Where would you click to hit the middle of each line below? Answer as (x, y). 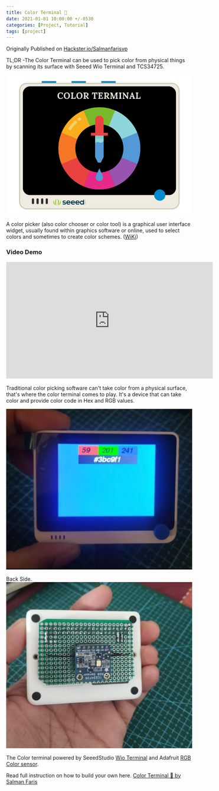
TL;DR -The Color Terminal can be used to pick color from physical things (96, 60)
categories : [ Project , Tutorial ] (47, 25)
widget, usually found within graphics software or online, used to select (93, 230)
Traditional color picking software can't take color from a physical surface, (97, 388)
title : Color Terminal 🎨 (37, 12)
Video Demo (24, 252)
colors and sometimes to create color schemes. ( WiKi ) (72, 237)
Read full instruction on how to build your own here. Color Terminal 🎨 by (94, 775)
